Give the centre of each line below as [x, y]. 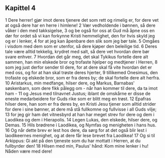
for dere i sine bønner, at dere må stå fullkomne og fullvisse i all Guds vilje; [81, 109]
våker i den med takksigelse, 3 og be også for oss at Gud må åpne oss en [80, 30]
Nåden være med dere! [29, 151]
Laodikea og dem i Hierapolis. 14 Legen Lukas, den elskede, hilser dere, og [81, 119]
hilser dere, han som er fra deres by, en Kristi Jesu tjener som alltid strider [81, 104]
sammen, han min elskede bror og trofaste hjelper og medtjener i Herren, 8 [82, 62]
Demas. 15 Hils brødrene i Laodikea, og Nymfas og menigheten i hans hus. [81, 125]
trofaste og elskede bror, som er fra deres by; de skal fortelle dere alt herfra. [83, 78]
